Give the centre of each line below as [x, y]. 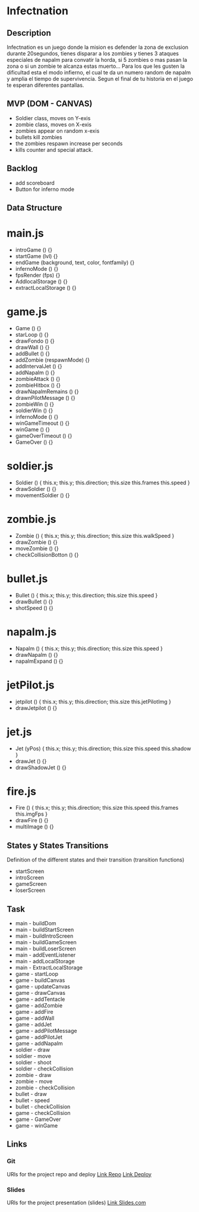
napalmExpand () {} [39, 661]
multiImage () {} [34, 827]
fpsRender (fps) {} [38, 275]
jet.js [19, 732]
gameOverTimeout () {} [44, 436]
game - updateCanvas [43, 986]
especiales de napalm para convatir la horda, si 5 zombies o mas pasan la [97, 60]
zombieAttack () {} [38, 378]
